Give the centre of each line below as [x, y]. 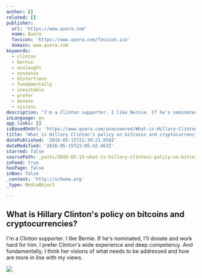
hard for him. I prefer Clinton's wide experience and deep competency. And [100, 244]
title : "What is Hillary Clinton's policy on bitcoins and [82, 135]
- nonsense [25, 73]
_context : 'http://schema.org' [45, 180]
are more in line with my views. [44, 257]
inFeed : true [23, 163]
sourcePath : [21, 157]
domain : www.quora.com [40, 46]
